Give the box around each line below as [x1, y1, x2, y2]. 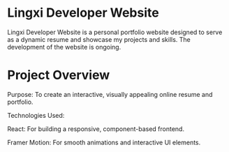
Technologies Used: [7, 111, 65, 119]
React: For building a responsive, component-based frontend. [7, 124, 185, 133]
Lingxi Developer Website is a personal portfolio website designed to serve [7, 28, 223, 36]
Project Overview [7, 68, 110, 83]
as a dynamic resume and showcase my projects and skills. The [7, 35, 191, 43]
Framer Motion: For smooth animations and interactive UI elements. [7, 138, 201, 146]
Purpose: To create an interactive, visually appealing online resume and [7, 90, 213, 98]
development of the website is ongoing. [7, 43, 121, 51]
